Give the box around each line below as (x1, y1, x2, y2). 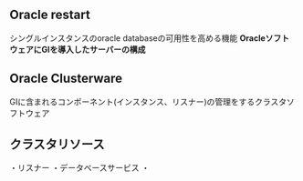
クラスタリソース (9, 136, 105, 153)
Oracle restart (9, 7, 91, 23)
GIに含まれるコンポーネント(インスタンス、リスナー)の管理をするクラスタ (9, 96, 287, 107)
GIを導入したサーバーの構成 (40, 44, 146, 55)
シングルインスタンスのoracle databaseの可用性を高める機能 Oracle (9, 32, 266, 44)
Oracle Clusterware (9, 71, 123, 86)
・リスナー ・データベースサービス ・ (9, 163, 151, 174)
